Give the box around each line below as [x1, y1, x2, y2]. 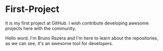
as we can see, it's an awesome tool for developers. [5, 40, 114, 46]
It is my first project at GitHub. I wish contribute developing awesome [5, 20, 149, 26]
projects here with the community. [5, 25, 77, 31]
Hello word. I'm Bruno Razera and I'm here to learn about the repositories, [5, 35, 159, 41]
